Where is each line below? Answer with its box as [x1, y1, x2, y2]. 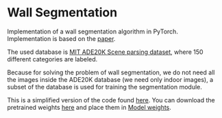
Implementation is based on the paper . [7, 34, 116, 42]
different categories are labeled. [7, 55, 98, 63]
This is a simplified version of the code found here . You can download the [7, 95, 215, 104]
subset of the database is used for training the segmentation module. [7, 83, 202, 91]
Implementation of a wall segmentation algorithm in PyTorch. [7, 27, 178, 35]
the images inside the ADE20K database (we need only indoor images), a [7, 75, 214, 83]
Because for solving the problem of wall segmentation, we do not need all [7, 68, 215, 76]
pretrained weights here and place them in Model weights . [7, 103, 171, 111]
